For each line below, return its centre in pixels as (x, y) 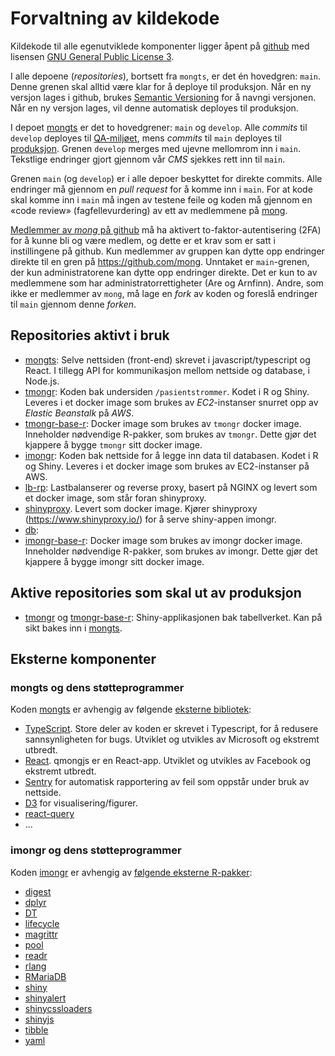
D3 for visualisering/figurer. (81, 803)
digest (38, 891)
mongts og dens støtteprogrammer (97, 687)
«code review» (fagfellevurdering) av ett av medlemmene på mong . (149, 210)
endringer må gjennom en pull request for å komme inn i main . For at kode (161, 189)
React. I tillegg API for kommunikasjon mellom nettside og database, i (167, 370)
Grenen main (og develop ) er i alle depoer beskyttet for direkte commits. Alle (166, 178)
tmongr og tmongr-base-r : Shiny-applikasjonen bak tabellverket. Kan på (173, 617)
